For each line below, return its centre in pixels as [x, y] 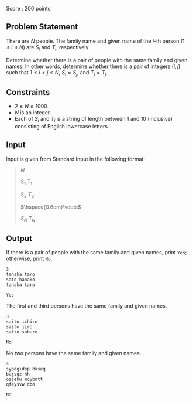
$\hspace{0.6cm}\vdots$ [51, 207]
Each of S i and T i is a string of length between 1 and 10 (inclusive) [93, 120]
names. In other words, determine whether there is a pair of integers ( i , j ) [93, 66]
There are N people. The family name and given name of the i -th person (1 [96, 41]
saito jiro [19, 327]
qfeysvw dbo [20, 384]
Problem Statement [42, 27]
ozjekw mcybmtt [25, 379]
